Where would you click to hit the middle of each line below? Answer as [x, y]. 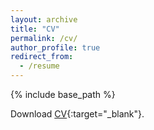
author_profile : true [55, 47]
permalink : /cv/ [44, 38]
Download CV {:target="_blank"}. [77, 114]
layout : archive [44, 19]
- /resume [39, 66]
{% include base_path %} [63, 94]
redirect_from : [42, 57]
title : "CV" [35, 29]
